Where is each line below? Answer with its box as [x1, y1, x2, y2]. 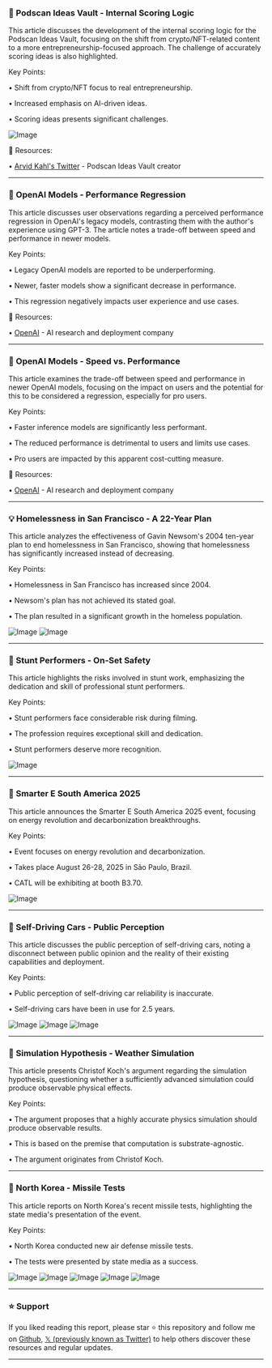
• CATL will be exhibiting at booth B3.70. [8, 878, 143, 888]
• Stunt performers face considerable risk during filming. [8, 713, 198, 723]
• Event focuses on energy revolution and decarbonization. [8, 846, 206, 856]
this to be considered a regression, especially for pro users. [8, 390, 207, 400]
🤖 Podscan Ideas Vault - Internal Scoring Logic [8, 7, 194, 19]
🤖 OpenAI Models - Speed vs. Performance [8, 356, 181, 367]
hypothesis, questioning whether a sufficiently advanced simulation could [8, 1075, 254, 1085]
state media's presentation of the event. [8, 1209, 142, 1219]
